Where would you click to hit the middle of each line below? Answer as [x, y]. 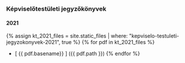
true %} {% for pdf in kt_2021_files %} [108, 42]
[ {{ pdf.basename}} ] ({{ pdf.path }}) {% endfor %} [77, 54]
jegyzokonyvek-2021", [33, 42]
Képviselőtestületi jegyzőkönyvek [56, 9]
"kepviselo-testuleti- [154, 36]
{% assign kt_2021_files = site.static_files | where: [67, 36]
